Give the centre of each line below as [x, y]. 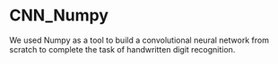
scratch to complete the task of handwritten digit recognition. [122, 49]
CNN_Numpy [59, 16]
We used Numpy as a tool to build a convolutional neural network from [139, 40]
